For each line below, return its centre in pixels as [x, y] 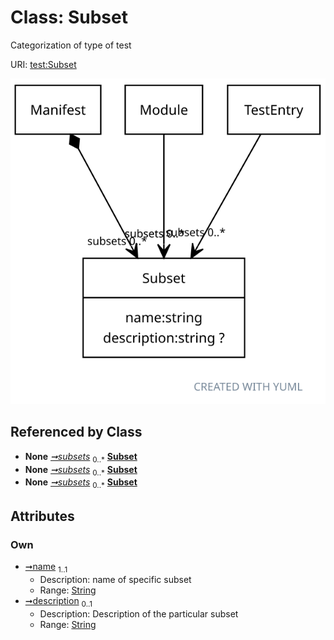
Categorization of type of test [71, 45]
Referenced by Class [76, 432]
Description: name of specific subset [115, 579]
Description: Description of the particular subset [139, 613]
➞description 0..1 [58, 601]
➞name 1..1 [46, 567]
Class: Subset [69, 17]
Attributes [42, 516]
